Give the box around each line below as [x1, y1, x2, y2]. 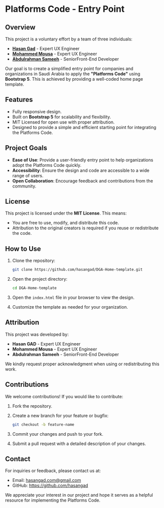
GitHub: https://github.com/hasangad [12, 482, 89, 488]
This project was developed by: [5, 331, 69, 337]
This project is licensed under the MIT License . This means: [5, 210, 127, 216]
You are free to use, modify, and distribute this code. [12, 220, 119, 226]
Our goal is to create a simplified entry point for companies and [5, 65, 134, 71]
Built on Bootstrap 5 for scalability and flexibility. [12, 114, 111, 120]
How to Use [5, 245, 41, 253]
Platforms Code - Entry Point [5, 3, 125, 15]
